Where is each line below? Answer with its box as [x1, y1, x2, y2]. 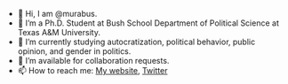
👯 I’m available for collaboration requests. [17, 56, 170, 65]
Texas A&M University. [17, 27, 100, 37]
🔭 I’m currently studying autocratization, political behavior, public [17, 36, 256, 47]
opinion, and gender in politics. [17, 46, 132, 57]
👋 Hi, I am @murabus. [17, 9, 98, 19]
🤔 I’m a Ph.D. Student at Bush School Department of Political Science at [17, 18, 280, 28]
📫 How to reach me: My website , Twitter [17, 65, 168, 75]
